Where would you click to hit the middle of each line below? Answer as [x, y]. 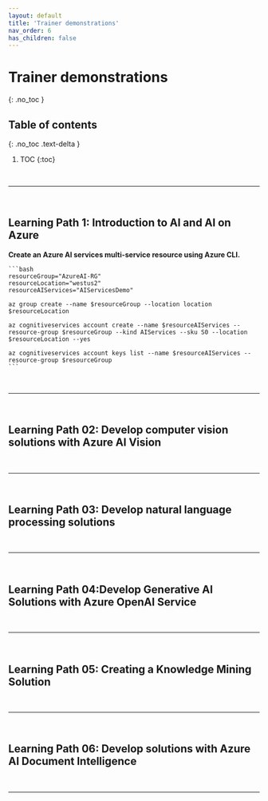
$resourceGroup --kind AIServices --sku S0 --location [155, 332]
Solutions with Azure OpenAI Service [102, 602]
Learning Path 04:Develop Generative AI [111, 589]
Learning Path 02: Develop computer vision [118, 430]
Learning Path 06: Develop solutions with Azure [130, 749]
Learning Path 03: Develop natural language [120, 510]
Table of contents [53, 125]
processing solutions [62, 523]
